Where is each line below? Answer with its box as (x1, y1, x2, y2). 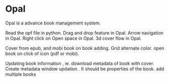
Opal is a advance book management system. (5, 20, 101, 26)
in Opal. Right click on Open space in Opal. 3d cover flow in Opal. (5, 35, 142, 41)
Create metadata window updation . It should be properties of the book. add (5, 66, 164, 72)
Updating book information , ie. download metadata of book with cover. (5, 60, 154, 66)
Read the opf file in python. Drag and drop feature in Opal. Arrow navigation (5, 30, 164, 36)
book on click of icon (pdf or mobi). (5, 50, 80, 57)
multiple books (5, 71, 37, 77)
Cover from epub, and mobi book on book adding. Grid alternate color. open (5, 45, 164, 51)
